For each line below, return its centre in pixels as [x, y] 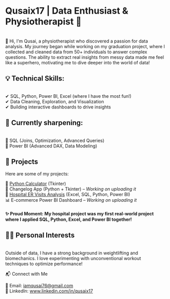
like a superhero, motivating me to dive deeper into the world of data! [78, 62]
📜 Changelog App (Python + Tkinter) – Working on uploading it [71, 189]
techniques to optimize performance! [44, 264]
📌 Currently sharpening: [44, 123]
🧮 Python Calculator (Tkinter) [36, 184]
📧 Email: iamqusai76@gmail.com [39, 285]
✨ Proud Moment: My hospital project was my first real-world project [79, 213]
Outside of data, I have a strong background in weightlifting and [72, 253]
